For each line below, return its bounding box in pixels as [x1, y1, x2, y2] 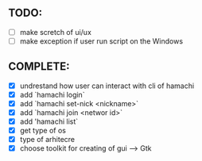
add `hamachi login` [19, 90, 85, 99]
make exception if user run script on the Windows [19, 36, 184, 46]
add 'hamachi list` [19, 117, 79, 126]
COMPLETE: [8, 59, 70, 74]
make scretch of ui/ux [19, 27, 91, 36]
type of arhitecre [19, 135, 76, 144]
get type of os [19, 126, 66, 136]
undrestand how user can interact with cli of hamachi [19, 81, 195, 90]
